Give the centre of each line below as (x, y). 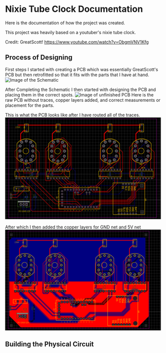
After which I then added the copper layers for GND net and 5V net (73, 227)
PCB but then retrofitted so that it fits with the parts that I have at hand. (77, 75)
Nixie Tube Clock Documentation (74, 9)
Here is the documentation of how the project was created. (65, 23)
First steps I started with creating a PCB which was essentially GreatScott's (82, 69)
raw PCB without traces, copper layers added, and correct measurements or (83, 100)
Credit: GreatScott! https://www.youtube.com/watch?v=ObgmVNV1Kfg (77, 42)
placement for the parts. (30, 105)
